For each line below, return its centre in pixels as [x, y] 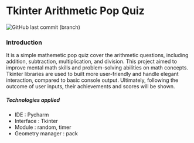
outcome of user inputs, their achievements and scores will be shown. [91, 87]
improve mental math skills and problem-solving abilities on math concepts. [97, 68]
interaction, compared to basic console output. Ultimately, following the [92, 80]
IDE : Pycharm [32, 115]
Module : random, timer [43, 127]
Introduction [24, 42]
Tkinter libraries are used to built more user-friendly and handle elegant [92, 74]
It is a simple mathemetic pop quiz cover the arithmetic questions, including [97, 55]
